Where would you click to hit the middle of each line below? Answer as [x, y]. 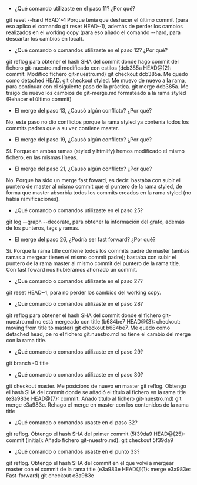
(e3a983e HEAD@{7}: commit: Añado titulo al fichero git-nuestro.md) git [94, 398]
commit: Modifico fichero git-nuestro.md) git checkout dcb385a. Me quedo [97, 74]
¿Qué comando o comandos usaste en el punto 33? [77, 451]
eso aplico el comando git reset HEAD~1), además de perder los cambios [95, 26]
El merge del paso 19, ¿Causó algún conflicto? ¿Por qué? [83, 140]
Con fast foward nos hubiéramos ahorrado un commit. [72, 270]
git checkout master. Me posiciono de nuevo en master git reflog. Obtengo [96, 386]
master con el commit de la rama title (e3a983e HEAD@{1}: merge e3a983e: [98, 469]
